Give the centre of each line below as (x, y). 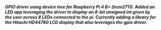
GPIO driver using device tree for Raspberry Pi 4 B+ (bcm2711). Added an (80, 7)
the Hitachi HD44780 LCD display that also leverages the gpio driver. (76, 22)
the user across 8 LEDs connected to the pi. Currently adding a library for (80, 17)
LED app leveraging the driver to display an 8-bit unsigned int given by (78, 12)
